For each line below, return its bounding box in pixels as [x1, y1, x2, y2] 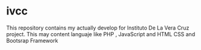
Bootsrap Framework [6, 37, 58, 44]
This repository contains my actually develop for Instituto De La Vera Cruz [6, 24, 190, 31]
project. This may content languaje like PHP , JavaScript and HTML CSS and [6, 30, 196, 37]
